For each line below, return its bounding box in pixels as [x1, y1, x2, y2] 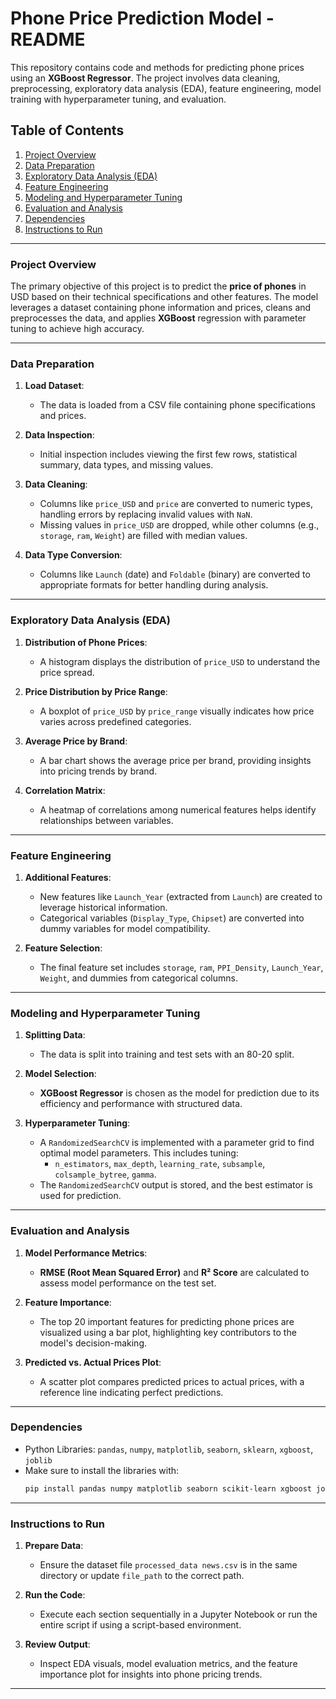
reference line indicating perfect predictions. [39, 1386, 224, 1398]
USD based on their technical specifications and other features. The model [10, 291, 319, 303]
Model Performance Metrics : [24, 1247, 148, 1259]
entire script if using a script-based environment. [39, 1619, 242, 1631]
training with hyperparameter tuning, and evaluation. [10, 93, 227, 105]
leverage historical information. [39, 901, 168, 913]
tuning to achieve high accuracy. [10, 323, 145, 335]
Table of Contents [10, 122, 125, 139]
